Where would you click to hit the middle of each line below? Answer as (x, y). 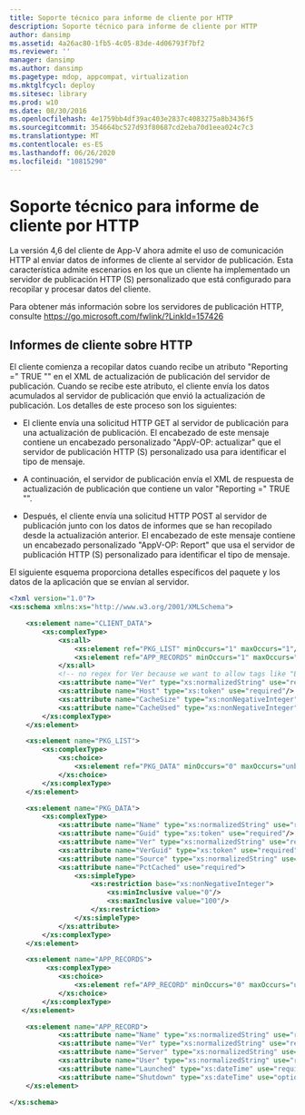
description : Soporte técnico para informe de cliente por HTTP (133, 26)
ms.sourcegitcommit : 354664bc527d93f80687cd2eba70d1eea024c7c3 (132, 128)
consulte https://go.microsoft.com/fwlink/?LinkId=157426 (117, 316)
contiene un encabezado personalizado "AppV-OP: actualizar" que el (152, 442)
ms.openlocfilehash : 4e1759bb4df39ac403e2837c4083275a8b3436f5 (132, 119)
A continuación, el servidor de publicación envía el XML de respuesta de (158, 479)
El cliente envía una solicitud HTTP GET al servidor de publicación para (155, 423)
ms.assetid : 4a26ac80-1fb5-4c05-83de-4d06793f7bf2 (107, 43)
